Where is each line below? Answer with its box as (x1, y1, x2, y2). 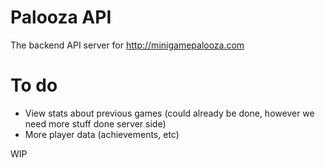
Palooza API (10, 6, 112, 29)
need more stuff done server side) (24, 117, 167, 130)
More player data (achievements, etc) (24, 128, 180, 140)
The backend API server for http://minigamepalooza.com (10, 39, 245, 51)
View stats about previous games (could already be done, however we (24, 107, 315, 119)
